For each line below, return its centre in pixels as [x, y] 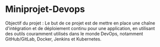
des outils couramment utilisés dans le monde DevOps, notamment [74, 33]
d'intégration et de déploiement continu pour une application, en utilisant [80, 28]
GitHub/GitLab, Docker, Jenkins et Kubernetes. [53, 39]
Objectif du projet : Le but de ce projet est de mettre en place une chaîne [80, 23]
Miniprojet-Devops [45, 9]
